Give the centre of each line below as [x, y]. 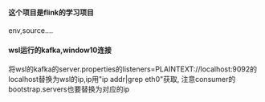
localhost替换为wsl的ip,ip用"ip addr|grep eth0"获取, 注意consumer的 [122, 80]
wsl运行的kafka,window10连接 [60, 50]
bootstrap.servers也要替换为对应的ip [69, 89]
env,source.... [31, 31]
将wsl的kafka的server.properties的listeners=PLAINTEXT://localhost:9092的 [133, 69]
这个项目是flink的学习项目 [51, 12]
